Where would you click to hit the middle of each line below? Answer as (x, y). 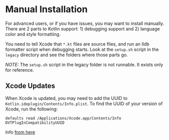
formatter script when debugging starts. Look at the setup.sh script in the (82, 49)
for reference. (20, 70)
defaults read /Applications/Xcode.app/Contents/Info (63, 118)
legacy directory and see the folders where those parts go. (66, 55)
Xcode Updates (30, 86)
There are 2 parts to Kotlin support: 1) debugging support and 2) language (82, 28)
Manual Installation (46, 9)
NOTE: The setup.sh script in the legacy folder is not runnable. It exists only (84, 64)
